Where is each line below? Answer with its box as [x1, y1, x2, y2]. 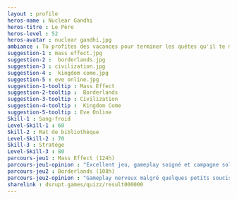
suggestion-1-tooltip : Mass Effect [7, 83, 115, 90]
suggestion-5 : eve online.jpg [7, 76, 99, 83]
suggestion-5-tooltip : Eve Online [7, 109, 112, 116]
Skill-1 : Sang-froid [7, 115, 71, 122]
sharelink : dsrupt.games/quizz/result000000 [7, 181, 143, 188]
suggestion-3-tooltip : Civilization [7, 96, 119, 103]
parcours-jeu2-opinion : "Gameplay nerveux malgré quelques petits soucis [7, 174, 232, 181]
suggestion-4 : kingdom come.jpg [7, 69, 109, 76]
